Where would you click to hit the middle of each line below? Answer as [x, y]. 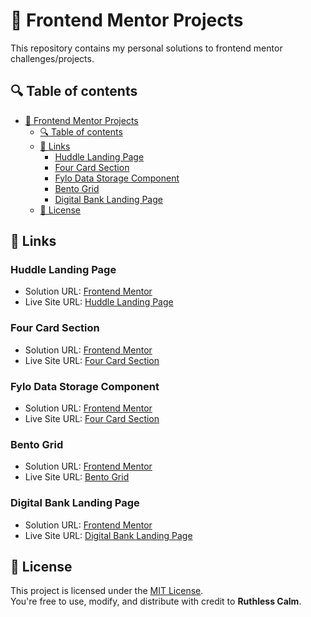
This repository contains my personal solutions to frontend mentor [146, 48]
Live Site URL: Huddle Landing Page [99, 302]
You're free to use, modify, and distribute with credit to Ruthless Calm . [156, 601]
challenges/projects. [52, 58]
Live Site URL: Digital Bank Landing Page [108, 535]
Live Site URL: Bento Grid [77, 477]
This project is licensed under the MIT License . [107, 591]
